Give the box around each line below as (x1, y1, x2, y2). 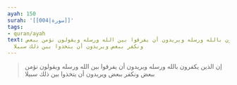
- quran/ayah (7, 30, 46, 37)
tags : (7, 23, 23, 30)
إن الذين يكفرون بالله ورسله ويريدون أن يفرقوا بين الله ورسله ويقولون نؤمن (24, 63, 222, 70)
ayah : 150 (7, 10, 37, 18)
